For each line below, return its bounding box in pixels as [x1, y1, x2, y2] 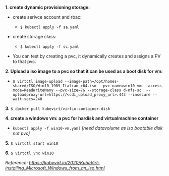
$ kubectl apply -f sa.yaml [20, 25, 79, 30]
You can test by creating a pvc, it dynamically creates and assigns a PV [12, 53, 161, 59]
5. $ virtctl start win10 [5, 140, 59, 146]
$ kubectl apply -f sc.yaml [20, 44, 79, 49]
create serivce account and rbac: [12, 14, 82, 20]
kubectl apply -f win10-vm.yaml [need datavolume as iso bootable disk [12, 125, 163, 131]
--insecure [128, 92, 151, 97]
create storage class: [12, 34, 57, 39]
